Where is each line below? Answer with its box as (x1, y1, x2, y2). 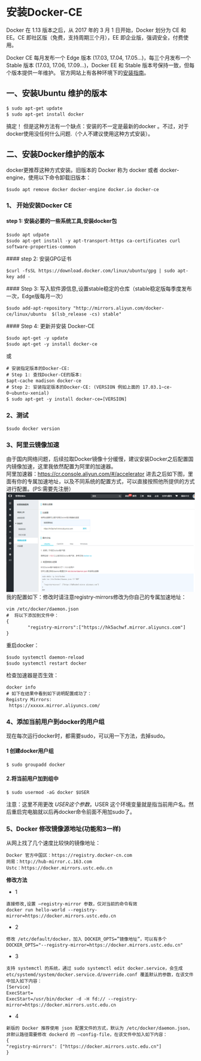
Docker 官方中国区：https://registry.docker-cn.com (6, 853, 133, 859)
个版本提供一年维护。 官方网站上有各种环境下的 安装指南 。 (6, 69, 150, 76)
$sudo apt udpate (6, 232, 50, 238)
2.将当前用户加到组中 (6, 775, 59, 782)
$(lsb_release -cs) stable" (51, 311, 121, 317)
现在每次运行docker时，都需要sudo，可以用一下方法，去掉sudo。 (6, 732, 169, 739)
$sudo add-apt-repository (6, 305, 71, 311)
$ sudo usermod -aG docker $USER (6, 789, 90, 795)
